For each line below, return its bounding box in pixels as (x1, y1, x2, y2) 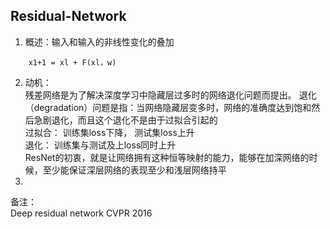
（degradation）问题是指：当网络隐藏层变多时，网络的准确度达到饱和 (24, 101, 312, 113)
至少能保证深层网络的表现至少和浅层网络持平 (42, 164, 227, 176)
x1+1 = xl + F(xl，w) (28, 57, 117, 68)
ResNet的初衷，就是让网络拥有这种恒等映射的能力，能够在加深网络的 (24, 151, 310, 163)
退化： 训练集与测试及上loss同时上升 (24, 139, 177, 151)
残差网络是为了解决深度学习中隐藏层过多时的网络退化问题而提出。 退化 (24, 89, 317, 101)
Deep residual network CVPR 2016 (10, 207, 153, 219)
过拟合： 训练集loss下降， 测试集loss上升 (24, 126, 195, 138)
